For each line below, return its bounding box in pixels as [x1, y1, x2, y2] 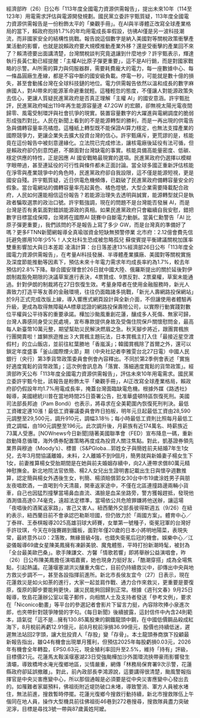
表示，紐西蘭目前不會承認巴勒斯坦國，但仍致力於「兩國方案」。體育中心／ [11, 512, 192, 518]
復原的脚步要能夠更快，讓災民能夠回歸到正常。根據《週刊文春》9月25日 [16, 586, 193, 593]
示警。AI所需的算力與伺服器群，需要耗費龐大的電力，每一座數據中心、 [16, 65, 189, 72]
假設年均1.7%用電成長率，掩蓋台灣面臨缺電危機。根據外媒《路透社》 [21, 385, 190, 392]
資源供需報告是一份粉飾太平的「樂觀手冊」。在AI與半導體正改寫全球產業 [11, 20, 186, 27]
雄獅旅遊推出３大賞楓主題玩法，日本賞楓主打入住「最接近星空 [37, 333, 189, 340]
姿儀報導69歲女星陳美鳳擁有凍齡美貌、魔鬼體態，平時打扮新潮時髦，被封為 [6, 542, 190, 548]
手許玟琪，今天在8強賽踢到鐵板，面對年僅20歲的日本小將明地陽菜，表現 [6, 527, 183, 533]
